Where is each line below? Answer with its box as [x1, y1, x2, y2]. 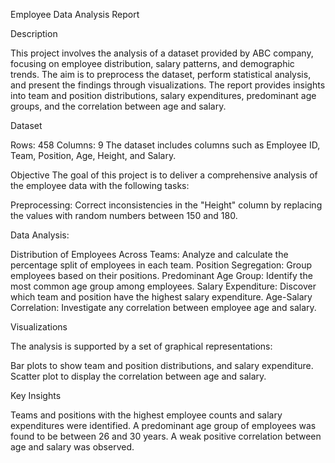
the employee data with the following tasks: [10, 180, 190, 191]
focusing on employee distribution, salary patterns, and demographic [10, 58, 295, 69]
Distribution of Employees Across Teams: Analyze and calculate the [10, 249, 289, 260]
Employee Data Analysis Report [10, 9, 140, 20]
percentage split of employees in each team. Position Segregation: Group [10, 259, 313, 271]
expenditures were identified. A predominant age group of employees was [10, 420, 317, 431]
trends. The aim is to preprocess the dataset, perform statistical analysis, [10, 69, 312, 80]
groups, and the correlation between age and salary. [10, 100, 227, 112]
